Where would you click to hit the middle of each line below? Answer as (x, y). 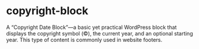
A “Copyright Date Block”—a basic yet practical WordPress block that (91, 27)
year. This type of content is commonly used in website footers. (84, 40)
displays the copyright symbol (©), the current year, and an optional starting (100, 33)
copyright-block (47, 11)
